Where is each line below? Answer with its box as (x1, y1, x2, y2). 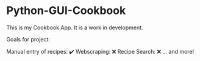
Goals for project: (6, 35, 51, 43)
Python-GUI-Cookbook (6, 4, 126, 18)
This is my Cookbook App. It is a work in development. (6, 24, 143, 31)
